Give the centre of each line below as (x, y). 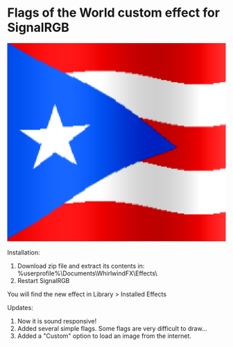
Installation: (24, 252)
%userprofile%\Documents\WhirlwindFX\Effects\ (87, 273)
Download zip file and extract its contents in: (81, 266)
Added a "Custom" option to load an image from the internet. (104, 336)
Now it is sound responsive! (57, 321)
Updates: (20, 307)
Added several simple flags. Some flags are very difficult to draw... (112, 328)
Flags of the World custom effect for (114, 13)
